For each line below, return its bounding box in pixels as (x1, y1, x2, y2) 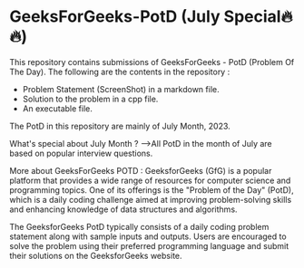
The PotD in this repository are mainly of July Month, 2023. (9, 120, 231, 131)
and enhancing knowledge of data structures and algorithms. (9, 204, 238, 215)
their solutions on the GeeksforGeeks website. (9, 250, 183, 261)
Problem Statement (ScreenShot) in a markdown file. (22, 83, 220, 94)
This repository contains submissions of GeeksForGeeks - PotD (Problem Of (9, 56, 295, 67)
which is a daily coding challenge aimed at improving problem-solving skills (9, 194, 292, 205)
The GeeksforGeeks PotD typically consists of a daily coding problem (9, 221, 270, 232)
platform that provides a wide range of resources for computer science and (9, 175, 291, 186)
